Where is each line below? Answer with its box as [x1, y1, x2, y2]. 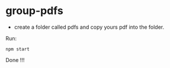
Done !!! [5, 56, 25, 63]
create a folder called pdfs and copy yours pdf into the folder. [14, 23, 165, 30]
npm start [5, 46, 30, 52]
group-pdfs [5, 4, 63, 18]
